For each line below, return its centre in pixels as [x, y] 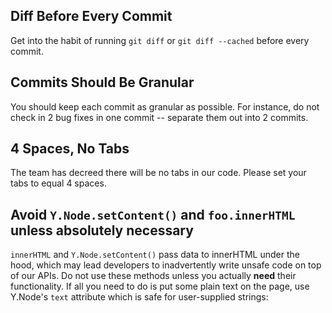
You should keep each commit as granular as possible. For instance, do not [165, 106]
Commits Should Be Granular [102, 82]
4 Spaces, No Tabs [70, 149]
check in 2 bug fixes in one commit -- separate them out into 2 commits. [159, 117]
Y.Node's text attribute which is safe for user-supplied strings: [139, 297]
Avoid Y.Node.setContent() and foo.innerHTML [153, 214]
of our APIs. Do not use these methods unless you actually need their [153, 276]
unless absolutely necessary [102, 230]
